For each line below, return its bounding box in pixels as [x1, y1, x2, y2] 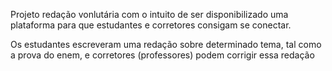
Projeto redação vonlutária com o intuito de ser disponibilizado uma [10, 9, 289, 20]
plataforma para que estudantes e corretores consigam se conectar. [10, 19, 292, 31]
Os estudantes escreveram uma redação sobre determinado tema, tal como [10, 39, 322, 50]
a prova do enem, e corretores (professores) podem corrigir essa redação [10, 49, 315, 61]
